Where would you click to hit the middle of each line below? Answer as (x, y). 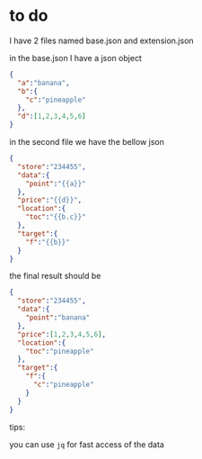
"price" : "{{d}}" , (50, 200)
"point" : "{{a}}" (56, 184)
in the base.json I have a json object (75, 58)
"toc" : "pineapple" (60, 351)
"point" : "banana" (58, 318)
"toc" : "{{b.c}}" (56, 217)
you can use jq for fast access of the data (87, 444)
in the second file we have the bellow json (87, 142)
